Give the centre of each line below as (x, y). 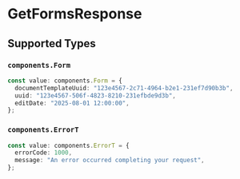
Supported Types (52, 44)
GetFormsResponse (75, 14)
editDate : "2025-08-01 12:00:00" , (72, 103)
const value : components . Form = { (65, 81)
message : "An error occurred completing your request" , (110, 161)
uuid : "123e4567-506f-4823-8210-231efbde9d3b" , (96, 95)
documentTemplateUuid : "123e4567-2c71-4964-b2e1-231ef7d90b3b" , (124, 88)
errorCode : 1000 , (44, 153)
